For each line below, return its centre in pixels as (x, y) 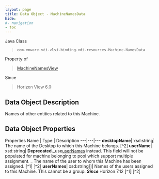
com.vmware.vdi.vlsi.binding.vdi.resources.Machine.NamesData (81, 50)
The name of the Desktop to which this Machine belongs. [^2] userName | (79, 146)
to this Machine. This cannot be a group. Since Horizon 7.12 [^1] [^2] (73, 171)
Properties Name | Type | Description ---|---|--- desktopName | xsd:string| (80, 140)
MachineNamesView (37, 69)
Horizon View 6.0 (34, 87)
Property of (16, 59)
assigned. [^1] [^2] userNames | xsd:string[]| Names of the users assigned (79, 166)
